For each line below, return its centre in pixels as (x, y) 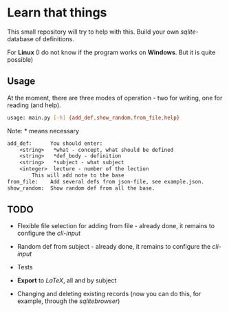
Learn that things (57, 13)
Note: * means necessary (43, 131)
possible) (20, 59)
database (21, 38)
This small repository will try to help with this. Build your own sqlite (101, 32)
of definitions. (55, 38)
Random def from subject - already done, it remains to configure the (114, 247)
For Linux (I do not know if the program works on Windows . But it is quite (111, 52)
